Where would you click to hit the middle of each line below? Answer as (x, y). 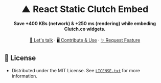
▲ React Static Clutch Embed (85, 9)
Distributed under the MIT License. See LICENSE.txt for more (76, 70)
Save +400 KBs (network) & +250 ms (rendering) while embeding (85, 23)
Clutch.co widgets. (85, 29)
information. (24, 76)
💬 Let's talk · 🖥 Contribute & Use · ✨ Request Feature (85, 40)
